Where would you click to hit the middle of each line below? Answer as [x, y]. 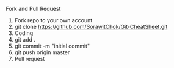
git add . [25, 39]
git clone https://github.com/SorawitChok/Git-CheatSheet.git [91, 27]
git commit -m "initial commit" [52, 46]
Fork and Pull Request [33, 9]
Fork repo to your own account [53, 20]
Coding [24, 33]
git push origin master [42, 52]
